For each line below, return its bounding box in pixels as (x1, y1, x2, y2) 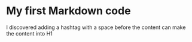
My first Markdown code (6, 4, 131, 18)
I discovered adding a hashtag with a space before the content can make (6, 24, 186, 31)
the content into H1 (6, 30, 53, 37)
